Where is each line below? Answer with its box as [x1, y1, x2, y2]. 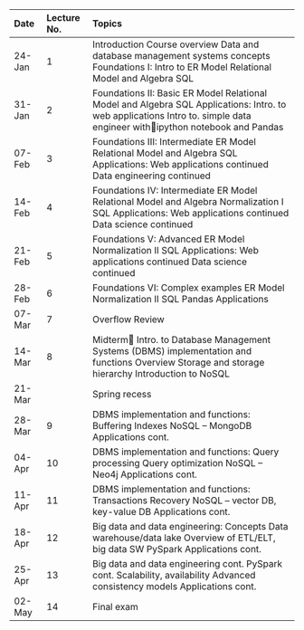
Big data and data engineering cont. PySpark [91, 558, 283, 569]
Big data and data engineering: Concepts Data [91, 520, 289, 532]
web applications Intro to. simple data [91, 110, 252, 121]
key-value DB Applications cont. [91, 506, 231, 518]
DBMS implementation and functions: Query [91, 445, 280, 458]
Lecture [46, 12, 81, 24]
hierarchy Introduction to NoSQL [91, 367, 231, 379]
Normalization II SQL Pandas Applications [91, 293, 269, 305]
